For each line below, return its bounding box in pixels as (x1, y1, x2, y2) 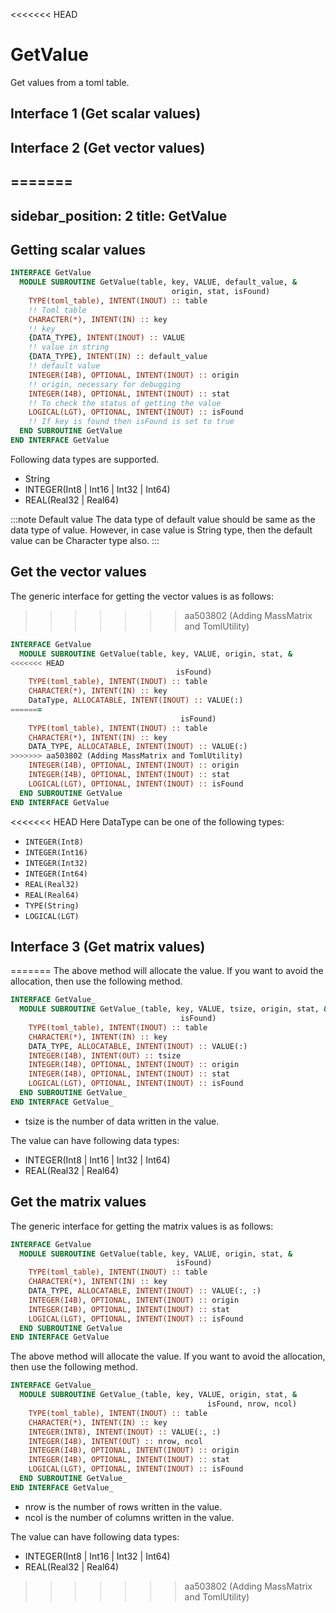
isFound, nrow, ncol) (206, 1399, 298, 1409)
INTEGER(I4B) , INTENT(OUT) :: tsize (28, 1050, 182, 1061)
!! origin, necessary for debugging (28, 379, 182, 389)
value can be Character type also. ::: (10, 534, 160, 546)
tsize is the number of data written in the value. (24, 1115, 220, 1127)
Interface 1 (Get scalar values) (10, 105, 202, 123)
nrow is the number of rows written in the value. (24, 1500, 223, 1513)
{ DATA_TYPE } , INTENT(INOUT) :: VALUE (28, 333, 186, 343)
